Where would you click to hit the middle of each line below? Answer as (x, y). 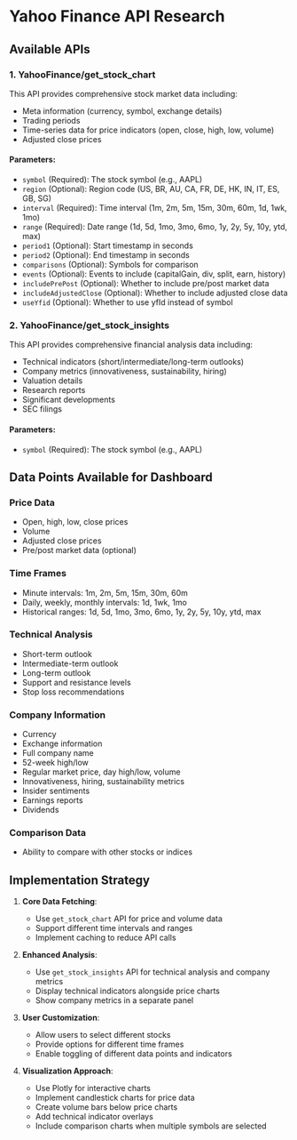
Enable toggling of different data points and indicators (133, 1054)
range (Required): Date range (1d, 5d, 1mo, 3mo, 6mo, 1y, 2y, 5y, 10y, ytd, (155, 227)
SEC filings (42, 409)
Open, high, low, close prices (75, 522)
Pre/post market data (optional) (79, 550)
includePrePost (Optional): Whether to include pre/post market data (145, 284)
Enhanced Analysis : (59, 955)
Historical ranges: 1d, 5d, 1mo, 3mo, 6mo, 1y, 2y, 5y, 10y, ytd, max (141, 612)
